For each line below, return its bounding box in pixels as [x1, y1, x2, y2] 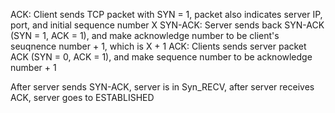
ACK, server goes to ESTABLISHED [10, 92, 155, 103]
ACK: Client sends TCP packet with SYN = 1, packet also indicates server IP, [10, 9, 323, 20]
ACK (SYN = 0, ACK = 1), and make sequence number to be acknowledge [10, 51, 313, 63]
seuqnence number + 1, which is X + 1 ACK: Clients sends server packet [10, 40, 307, 52]
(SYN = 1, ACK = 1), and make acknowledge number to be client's [10, 30, 280, 41]
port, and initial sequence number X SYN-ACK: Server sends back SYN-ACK [10, 19, 325, 31]
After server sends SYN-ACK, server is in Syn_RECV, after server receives [10, 81, 315, 93]
